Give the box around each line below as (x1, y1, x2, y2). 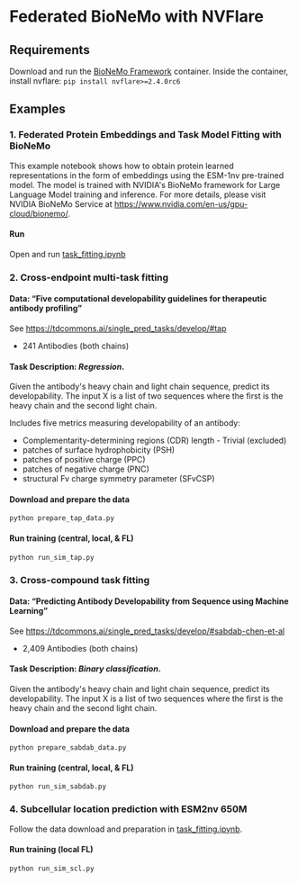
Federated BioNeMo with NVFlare (9, 6, 264, 27)
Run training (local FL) (9, 844, 94, 855)
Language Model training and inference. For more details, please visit (9, 189, 266, 200)
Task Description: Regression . (9, 361, 125, 372)
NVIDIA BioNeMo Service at (9, 198, 113, 209)
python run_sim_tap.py (9, 553, 95, 562)
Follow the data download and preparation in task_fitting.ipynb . (9, 823, 243, 834)
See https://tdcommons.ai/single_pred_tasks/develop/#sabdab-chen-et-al (9, 625, 285, 636)
